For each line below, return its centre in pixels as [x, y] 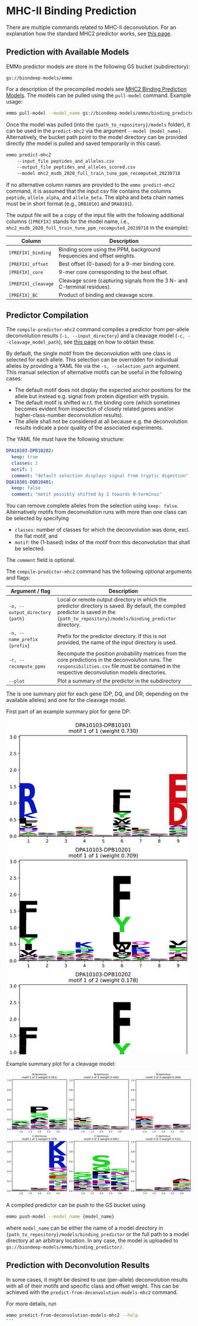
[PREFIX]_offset [29, 264]
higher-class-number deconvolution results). [69, 415]
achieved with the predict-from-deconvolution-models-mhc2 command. [92, 1292]
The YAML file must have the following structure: [65, 439]
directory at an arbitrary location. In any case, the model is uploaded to [92, 1241]
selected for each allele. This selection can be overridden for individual [92, 360]
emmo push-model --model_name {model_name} [60, 1217]
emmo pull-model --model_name [43, 113]
